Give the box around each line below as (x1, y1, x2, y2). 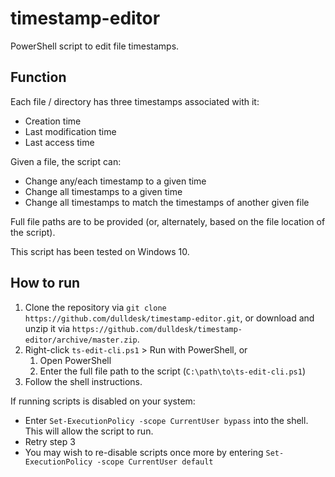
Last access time (24, 136, 95, 148)
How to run (10, 275, 81, 292)
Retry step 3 (24, 435, 76, 447)
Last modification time (24, 125, 117, 137)
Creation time (24, 115, 82, 127)
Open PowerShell (39, 354, 112, 366)
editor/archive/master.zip (24, 335, 138, 345)
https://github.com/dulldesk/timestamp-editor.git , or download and (24, 312, 315, 324)
